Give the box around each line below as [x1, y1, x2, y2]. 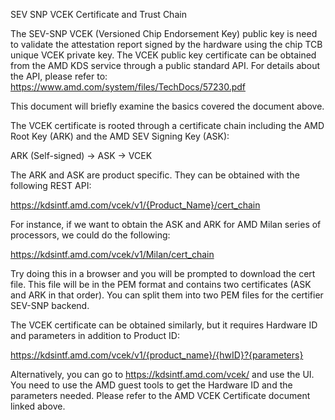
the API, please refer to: [10, 70, 108, 82]
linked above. [10, 400, 66, 412]
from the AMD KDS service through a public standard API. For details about [10, 60, 321, 71]
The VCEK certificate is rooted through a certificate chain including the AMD [10, 120, 325, 131]
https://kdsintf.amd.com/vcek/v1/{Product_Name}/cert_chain [10, 199, 261, 211]
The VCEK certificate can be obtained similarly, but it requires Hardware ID [10, 319, 318, 331]
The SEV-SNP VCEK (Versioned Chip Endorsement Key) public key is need [10, 28, 318, 39]
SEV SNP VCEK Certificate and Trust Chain [10, 9, 187, 20]
